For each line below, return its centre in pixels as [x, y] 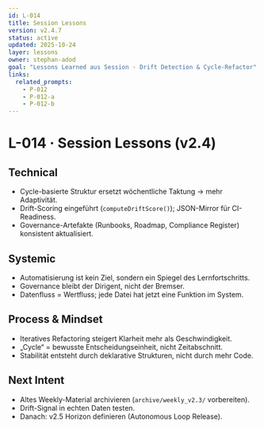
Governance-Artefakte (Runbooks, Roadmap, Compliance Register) [130, 225]
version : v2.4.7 [35, 30]
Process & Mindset [55, 319]
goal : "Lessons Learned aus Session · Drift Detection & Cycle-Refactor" [133, 67]
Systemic [32, 259]
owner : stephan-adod [42, 60]
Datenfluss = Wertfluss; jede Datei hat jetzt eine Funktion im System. [132, 294]
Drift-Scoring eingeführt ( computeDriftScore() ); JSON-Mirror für [125, 209]
